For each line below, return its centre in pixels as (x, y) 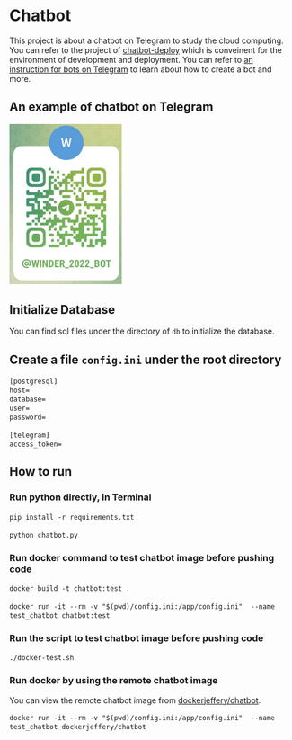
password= (28, 417)
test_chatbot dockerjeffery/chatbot (78, 727)
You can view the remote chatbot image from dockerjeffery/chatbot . (135, 700)
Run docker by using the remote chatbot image (114, 681)
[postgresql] (34, 381)
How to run (41, 472)
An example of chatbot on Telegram (111, 107)
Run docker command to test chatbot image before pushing (142, 557)
